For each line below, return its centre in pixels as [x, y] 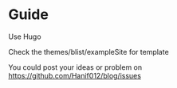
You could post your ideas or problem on [75, 67]
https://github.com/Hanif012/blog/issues [75, 75]
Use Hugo [25, 36]
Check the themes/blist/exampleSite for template [88, 52]
